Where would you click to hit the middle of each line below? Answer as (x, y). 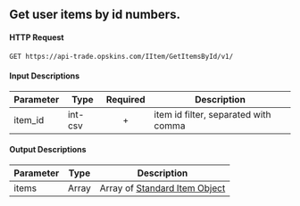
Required (125, 99)
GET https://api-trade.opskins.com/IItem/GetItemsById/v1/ (121, 56)
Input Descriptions (45, 76)
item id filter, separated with (212, 114)
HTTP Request (37, 37)
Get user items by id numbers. (95, 15)
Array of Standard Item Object (162, 188)
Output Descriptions (48, 150)
